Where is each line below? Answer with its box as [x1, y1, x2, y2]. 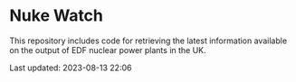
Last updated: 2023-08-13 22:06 [9, 62, 132, 73]
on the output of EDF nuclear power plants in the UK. [9, 44, 206, 55]
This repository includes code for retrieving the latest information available [9, 35, 288, 46]
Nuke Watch [9, 5, 104, 26]
